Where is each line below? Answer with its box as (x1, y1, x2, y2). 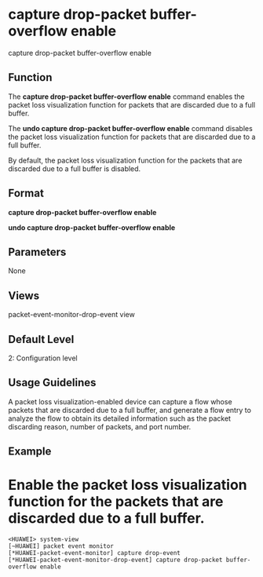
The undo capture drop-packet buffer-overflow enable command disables (8, 123, 253, 133)
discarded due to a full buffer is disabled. (8, 163, 141, 173)
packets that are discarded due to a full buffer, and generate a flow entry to (8, 405, 251, 414)
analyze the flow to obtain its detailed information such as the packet (8, 414, 232, 423)
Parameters (8, 245, 67, 258)
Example (8, 445, 52, 458)
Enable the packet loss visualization (8, 477, 247, 494)
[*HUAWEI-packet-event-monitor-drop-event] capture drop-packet (8, 556, 223, 564)
